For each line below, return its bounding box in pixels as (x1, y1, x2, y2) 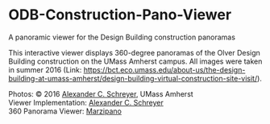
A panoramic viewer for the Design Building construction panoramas (8, 32, 236, 42)
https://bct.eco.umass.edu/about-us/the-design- (83, 64, 246, 74)
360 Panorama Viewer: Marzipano (8, 106, 123, 116)
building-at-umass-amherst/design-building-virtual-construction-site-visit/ (8, 73, 258, 83)
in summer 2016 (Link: (8, 64, 82, 74)
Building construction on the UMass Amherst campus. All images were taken (8, 56, 263, 66)
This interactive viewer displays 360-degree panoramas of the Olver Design (8, 48, 260, 57)
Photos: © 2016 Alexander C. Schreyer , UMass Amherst (8, 89, 193, 98)
